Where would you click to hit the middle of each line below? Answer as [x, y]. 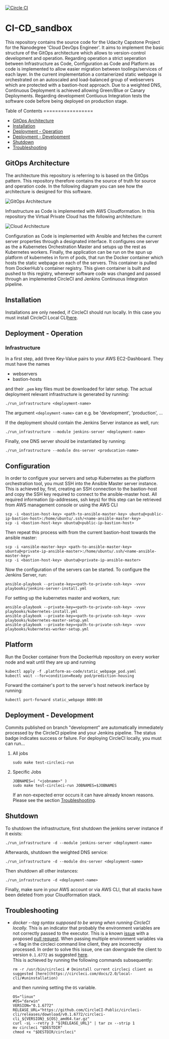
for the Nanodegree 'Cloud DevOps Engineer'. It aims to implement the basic [85, 47]
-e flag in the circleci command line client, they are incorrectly [77, 944]
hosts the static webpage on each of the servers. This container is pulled [81, 263]
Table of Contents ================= [49, 110]
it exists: [14, 833]
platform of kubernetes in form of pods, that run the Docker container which [84, 257]
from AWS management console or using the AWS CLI [62, 505]
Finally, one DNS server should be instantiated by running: [66, 441]
